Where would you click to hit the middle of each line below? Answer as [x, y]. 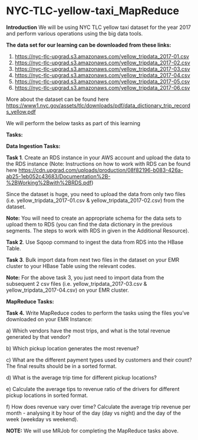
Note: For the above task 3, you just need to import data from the [85, 277]
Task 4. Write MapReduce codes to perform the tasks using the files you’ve [98, 313]
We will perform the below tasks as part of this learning [73, 123]
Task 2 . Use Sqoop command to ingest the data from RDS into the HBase [95, 242]
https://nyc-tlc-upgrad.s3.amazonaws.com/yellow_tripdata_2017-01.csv [102, 56]
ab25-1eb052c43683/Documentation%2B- [58, 176]
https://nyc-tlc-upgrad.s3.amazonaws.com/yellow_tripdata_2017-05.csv [102, 82]
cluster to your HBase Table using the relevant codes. [71, 266]
